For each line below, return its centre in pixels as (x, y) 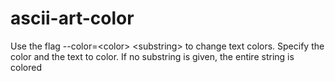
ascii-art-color (72, 18)
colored (26, 67)
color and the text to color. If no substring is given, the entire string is (152, 56)
